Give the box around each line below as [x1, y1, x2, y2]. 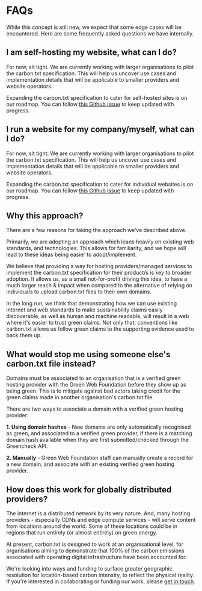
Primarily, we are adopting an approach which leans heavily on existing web [6, 238, 194, 245]
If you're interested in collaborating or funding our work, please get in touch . [6, 578, 195, 585]
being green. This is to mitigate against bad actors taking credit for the [6, 387, 180, 394]
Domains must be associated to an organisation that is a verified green [6, 375, 182, 382]
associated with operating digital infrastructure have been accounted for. [6, 554, 187, 560]
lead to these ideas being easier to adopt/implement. [6, 251, 137, 259]
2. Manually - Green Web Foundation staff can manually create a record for [6, 455, 194, 462]
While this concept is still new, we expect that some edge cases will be [6, 23, 182, 31]
